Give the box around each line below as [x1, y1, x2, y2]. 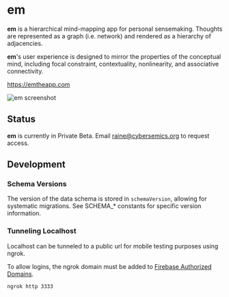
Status [7, 114, 36, 125]
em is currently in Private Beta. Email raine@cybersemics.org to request [7, 131, 210, 140]
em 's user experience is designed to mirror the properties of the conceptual [7, 52, 221, 60]
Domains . [7, 270, 34, 278]
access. [7, 139, 29, 147]
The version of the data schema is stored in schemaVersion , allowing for [7, 194, 207, 203]
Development [7, 159, 66, 170]
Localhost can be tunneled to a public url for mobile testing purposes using [7, 242, 219, 250]
